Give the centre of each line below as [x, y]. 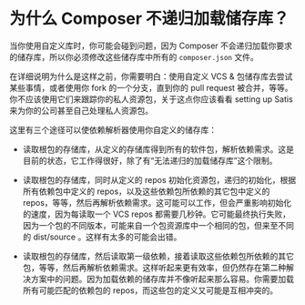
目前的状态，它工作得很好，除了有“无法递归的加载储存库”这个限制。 [150, 160]
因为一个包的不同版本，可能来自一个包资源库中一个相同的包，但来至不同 [158, 225]
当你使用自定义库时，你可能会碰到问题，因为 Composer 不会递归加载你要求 [151, 46]
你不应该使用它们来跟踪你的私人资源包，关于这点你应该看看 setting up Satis [151, 99]
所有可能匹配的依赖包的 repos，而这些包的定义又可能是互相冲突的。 [150, 290]
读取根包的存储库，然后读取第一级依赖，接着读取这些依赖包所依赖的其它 [158, 256]
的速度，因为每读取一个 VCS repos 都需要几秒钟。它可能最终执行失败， [157, 214]
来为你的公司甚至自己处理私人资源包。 [81, 110]
